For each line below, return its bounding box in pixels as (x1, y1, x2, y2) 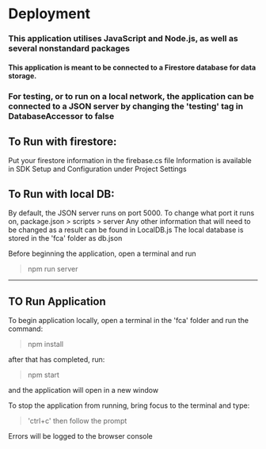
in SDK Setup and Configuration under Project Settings (8, 164, 188, 174)
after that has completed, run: (8, 355, 105, 364)
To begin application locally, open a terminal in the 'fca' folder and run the (8, 316, 249, 325)
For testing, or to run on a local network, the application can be (8, 90, 255, 101)
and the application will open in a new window (8, 386, 159, 395)
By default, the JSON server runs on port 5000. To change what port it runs (8, 208, 255, 218)
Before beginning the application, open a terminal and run (8, 249, 196, 258)
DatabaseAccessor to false (8, 110, 115, 121)
